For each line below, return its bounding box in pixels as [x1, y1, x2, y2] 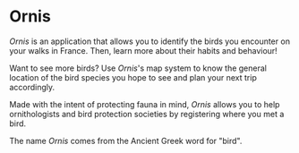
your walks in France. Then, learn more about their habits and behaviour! [9, 45, 278, 55]
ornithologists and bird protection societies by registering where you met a [9, 108, 285, 119]
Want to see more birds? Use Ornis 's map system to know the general [9, 63, 267, 73]
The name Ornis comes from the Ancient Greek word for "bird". [9, 135, 243, 146]
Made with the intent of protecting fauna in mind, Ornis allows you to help [9, 98, 280, 109]
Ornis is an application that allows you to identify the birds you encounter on [9, 36, 291, 47]
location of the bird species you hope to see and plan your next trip [9, 72, 257, 82]
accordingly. [9, 81, 56, 92]
